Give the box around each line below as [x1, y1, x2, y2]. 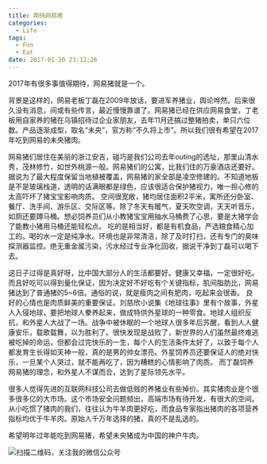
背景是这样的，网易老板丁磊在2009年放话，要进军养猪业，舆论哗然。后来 [8, 95, 249, 105]
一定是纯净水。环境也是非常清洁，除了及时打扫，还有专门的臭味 [49, 231, 259, 240]
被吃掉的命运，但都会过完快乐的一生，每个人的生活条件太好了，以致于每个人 [8, 337, 259, 347]
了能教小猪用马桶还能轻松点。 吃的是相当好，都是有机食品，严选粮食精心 [8, 221, 247, 231]
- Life [15, 26, 37, 34]
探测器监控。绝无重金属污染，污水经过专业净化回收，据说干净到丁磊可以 [8, 241, 245, 251]
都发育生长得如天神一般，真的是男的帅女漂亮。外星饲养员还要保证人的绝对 [8, 347, 252, 357]
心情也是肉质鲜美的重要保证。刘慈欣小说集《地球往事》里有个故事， [21, 297, 245, 307]
